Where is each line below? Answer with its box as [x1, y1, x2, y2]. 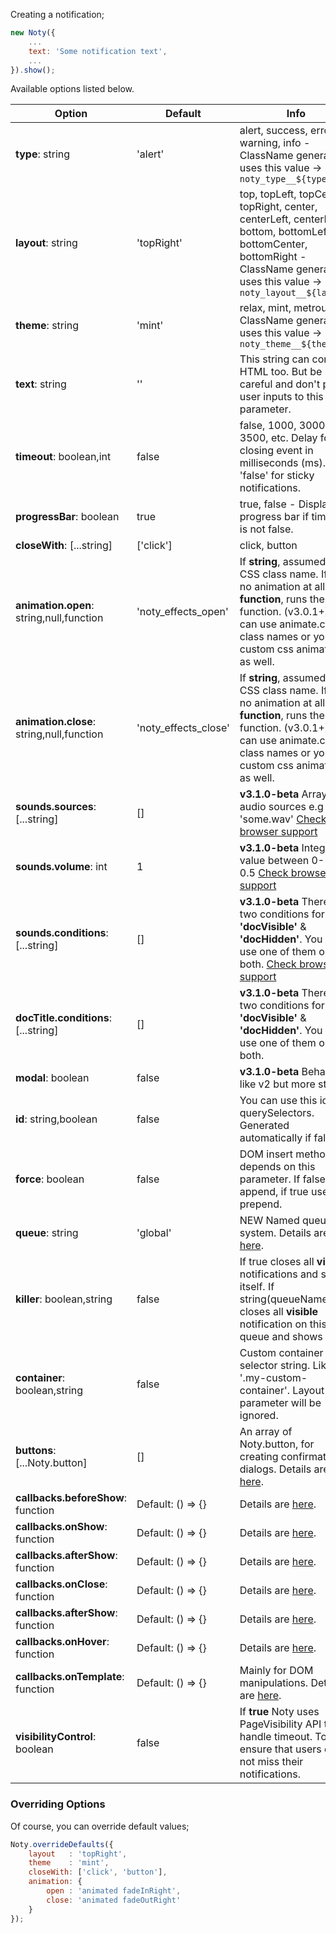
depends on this [239, 1160, 316, 1174]
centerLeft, [239, 212, 292, 226]
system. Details [239, 1226, 312, 1240]
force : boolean [15, 1172, 85, 1186]
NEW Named [239, 1214, 300, 1228]
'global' [136, 1226, 172, 1240]
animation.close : [15, 715, 97, 729]
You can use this [239, 1094, 318, 1108]
